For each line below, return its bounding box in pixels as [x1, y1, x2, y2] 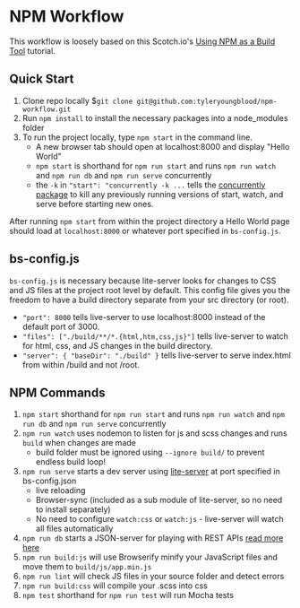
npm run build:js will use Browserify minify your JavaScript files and [21, 552, 278, 562]
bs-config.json [21, 475, 77, 486]
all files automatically [35, 523, 114, 534]
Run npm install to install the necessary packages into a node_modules [21, 112, 288, 123]
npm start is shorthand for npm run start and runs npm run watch [35, 160, 277, 171]
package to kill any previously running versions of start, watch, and [35, 188, 284, 199]
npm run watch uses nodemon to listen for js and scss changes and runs [21, 428, 288, 439]
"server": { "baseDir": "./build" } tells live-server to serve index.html [21, 350, 291, 360]
